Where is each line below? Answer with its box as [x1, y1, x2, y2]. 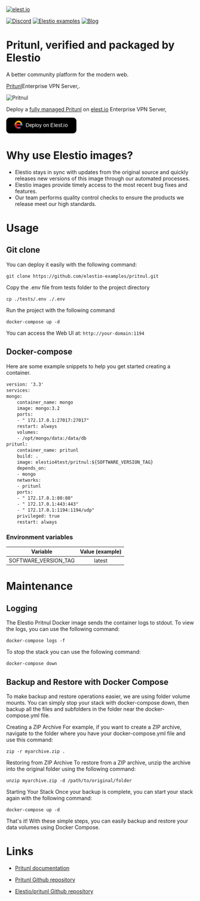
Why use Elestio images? [6, 149, 133, 162]
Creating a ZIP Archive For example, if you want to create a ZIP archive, [6, 724, 182, 731]
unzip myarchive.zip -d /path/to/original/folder [6, 778, 133, 784]
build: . [17, 453, 39, 459]
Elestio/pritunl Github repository [14, 887, 94, 894]
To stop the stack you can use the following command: [6, 648, 141, 656]
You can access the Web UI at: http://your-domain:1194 [6, 329, 144, 336]
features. [14, 187, 38, 195]
